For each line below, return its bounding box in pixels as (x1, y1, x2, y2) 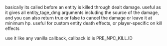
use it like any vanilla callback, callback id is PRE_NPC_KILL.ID (5, 35, 133, 41)
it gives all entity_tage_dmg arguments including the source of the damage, (5, 9, 160, 15)
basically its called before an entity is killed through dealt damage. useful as (5, 4, 161, 10)
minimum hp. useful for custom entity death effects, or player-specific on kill (5, 20, 163, 26)
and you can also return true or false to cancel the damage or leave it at (5, 15, 153, 20)
